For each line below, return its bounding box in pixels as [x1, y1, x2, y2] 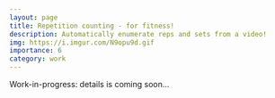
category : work [9, 54, 67, 63]
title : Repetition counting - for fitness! [9, 21, 175, 30]
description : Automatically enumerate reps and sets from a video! [9, 29, 268, 38]
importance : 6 [9, 46, 63, 55]
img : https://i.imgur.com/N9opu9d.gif [9, 37, 155, 47]
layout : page [9, 12, 58, 22]
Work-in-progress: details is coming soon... [9, 79, 170, 89]
